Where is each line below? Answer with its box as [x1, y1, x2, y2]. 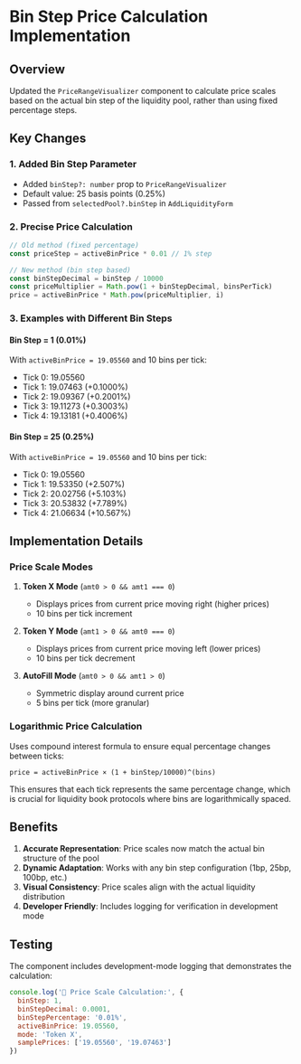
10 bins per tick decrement [35, 653, 136, 664]
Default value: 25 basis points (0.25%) [22, 188, 165, 199]
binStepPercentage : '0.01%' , [17, 1012, 127, 1022]
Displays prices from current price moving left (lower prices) [35, 644, 261, 654]
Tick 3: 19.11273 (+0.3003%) [22, 400, 128, 412]
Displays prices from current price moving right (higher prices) [35, 598, 269, 609]
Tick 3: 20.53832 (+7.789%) [22, 497, 128, 508]
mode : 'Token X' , [17, 1030, 83, 1039]
